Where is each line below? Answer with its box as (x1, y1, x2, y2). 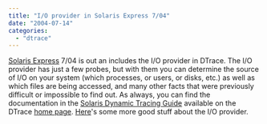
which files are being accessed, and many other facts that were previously (8, 82, 254, 91)
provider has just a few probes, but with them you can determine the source (8, 65, 259, 74)
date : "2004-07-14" (8, 19, 74, 27)
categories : (8, 26, 48, 34)
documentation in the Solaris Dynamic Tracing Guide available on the (8, 98, 237, 108)
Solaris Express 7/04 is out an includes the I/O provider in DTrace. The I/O (8, 56, 253, 66)
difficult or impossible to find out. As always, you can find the (8, 90, 211, 100)
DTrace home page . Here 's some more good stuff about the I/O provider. (8, 107, 249, 117)
